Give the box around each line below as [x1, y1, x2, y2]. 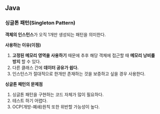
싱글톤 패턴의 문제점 [5, 81, 43, 87]
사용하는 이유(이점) [5, 42, 41, 48]
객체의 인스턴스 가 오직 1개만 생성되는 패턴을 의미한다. [5, 31, 106, 37]
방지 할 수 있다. [12, 58, 41, 64]
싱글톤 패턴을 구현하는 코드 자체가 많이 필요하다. [12, 91, 104, 97]
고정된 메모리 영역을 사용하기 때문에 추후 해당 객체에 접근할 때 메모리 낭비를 [12, 52, 155, 58]
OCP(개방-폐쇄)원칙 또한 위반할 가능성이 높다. [12, 104, 100, 110]
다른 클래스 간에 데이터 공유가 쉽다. [12, 65, 79, 70]
